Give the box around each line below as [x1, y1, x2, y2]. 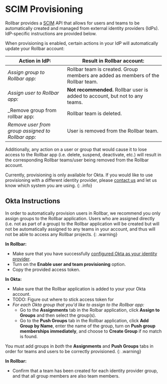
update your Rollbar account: [5, 45, 65, 51]
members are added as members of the [67, 72, 160, 79]
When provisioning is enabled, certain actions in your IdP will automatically [5, 40, 158, 46]
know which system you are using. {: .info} [5, 182, 92, 188]
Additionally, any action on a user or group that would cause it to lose [5, 146, 147, 152]
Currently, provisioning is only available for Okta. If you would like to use [5, 172, 153, 178]
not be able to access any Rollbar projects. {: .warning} [5, 231, 118, 237]
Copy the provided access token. [12, 266, 81, 272]
